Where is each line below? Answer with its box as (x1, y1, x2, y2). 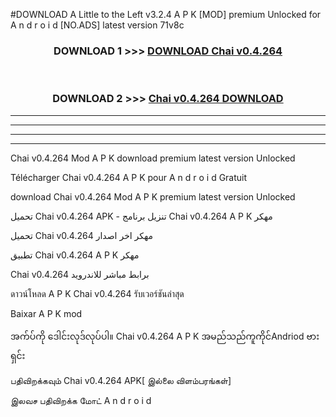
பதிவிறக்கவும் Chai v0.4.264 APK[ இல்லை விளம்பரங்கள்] (10, 374, 232, 386)
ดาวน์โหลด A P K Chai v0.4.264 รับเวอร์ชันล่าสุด (10, 287, 185, 299)
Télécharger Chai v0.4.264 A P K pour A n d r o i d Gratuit (10, 171, 248, 183)
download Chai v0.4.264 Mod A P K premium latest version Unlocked (10, 190, 296, 203)
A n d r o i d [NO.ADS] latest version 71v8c (10, 19, 185, 31)
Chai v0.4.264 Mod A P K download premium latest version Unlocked (10, 152, 296, 164)
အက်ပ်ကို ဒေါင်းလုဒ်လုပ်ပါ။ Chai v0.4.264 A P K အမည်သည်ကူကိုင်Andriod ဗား (10, 330, 320, 342)
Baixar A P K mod (10, 307, 83, 319)
